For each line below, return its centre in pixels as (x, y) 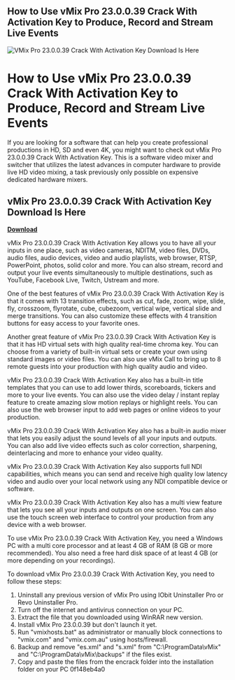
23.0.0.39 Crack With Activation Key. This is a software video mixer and (110, 157)
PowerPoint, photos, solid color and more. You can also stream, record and (115, 265)
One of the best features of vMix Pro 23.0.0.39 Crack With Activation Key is (116, 294)
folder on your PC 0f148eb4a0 (61, 669)
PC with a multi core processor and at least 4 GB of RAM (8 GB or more (110, 545)
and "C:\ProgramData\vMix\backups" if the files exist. (95, 654)
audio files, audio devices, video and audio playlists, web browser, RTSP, (112, 257)
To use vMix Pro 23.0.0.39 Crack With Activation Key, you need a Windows (115, 538)
